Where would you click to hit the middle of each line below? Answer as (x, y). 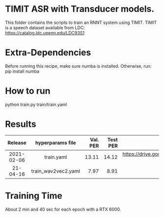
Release (17, 142)
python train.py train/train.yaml (36, 104)
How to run (28, 91)
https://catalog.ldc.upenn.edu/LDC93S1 (45, 33)
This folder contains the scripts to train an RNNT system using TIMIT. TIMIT (81, 22)
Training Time (34, 196)
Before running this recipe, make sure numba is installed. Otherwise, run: (78, 66)
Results (21, 124)
